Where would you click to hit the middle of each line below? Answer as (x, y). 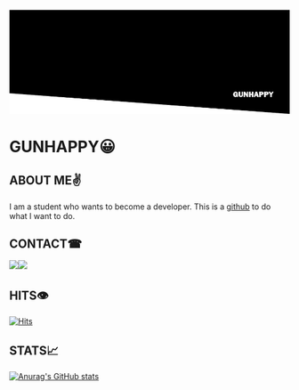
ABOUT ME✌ (45, 180)
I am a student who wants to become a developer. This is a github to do (140, 207)
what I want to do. (42, 215)
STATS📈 (34, 350)
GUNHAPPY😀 (62, 146)
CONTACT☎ (46, 244)
